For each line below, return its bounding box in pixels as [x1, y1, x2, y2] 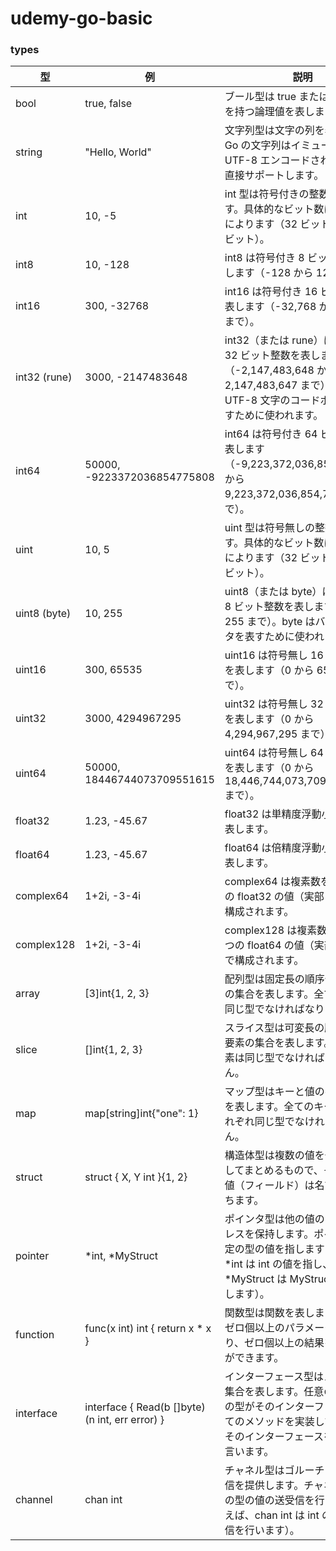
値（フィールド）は [224, 1178, 315, 1192]
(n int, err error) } [84, 1413, 165, 1427]
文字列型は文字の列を [224, 123, 325, 137]
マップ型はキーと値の [224, 1085, 325, 1099]
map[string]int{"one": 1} [84, 1107, 199, 1121]
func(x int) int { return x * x [84, 1322, 212, 1336]
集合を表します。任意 [224, 1385, 325, 1399]
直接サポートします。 [224, 168, 325, 182]
